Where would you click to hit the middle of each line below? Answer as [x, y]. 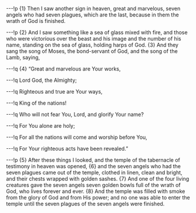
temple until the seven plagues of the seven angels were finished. [85, 204]
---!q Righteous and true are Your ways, [54, 91]
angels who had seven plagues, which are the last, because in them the [92, 15]
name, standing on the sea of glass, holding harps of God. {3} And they [92, 45]
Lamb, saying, [23, 57]
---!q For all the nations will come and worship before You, [77, 137]
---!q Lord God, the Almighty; [42, 80]
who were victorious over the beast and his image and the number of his [94, 39]
